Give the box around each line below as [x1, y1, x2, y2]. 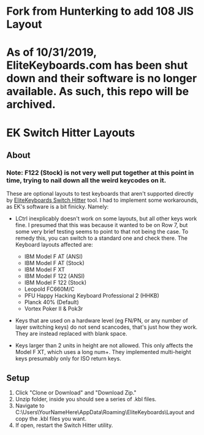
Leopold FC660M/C [24, 285, 75, 293]
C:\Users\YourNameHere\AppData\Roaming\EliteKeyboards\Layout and [15, 409, 195, 416]
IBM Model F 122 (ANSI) [24, 272, 85, 280]
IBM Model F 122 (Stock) [24, 279, 87, 287]
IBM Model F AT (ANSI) [24, 253, 83, 260]
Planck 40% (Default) [24, 299, 79, 306]
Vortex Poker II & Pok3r [24, 305, 83, 312]
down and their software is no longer [6, 72, 197, 85]
